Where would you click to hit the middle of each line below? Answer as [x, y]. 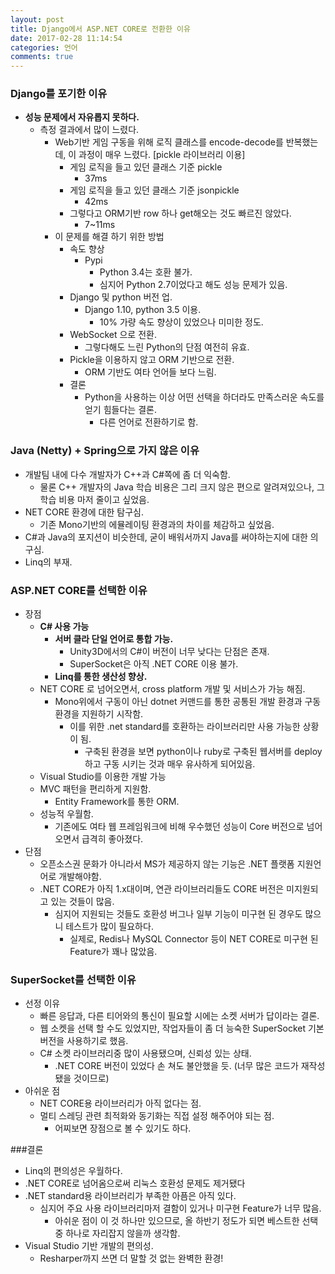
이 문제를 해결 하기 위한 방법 [109, 237]
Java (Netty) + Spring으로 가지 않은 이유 [105, 451]
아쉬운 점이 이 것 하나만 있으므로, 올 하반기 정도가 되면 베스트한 [177, 1221]
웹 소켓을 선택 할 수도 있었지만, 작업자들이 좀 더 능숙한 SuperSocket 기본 [182, 1028]
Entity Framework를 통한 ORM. [117, 802]
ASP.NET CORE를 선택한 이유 [79, 590]
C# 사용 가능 [64, 627]
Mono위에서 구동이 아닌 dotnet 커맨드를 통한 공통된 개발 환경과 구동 [188, 702]
